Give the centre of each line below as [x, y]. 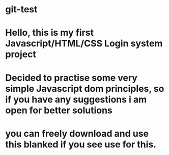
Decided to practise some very [71, 78]
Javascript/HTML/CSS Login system [84, 44]
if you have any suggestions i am [76, 99]
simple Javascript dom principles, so [85, 88]
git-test [21, 9]
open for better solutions [59, 110]
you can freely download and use [77, 133]
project [21, 54]
